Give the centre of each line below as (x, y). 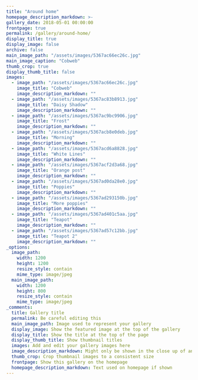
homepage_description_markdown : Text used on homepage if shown (92, 368)
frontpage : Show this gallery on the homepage (70, 362)
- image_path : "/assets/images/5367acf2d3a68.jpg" (75, 165)
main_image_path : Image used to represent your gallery (81, 324)
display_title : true (32, 39)
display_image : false (33, 45)
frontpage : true (26, 28)
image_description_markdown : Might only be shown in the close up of (98, 351)
